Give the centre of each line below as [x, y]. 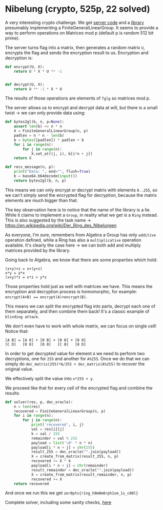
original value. [19, 369]
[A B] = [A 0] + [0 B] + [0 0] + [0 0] [46, 340]
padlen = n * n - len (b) [39, 136]
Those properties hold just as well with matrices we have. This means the [79, 286]
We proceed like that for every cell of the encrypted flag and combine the [79, 388]
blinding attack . [22, 316]
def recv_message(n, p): [30, 167]
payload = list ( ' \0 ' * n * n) [62, 443]
